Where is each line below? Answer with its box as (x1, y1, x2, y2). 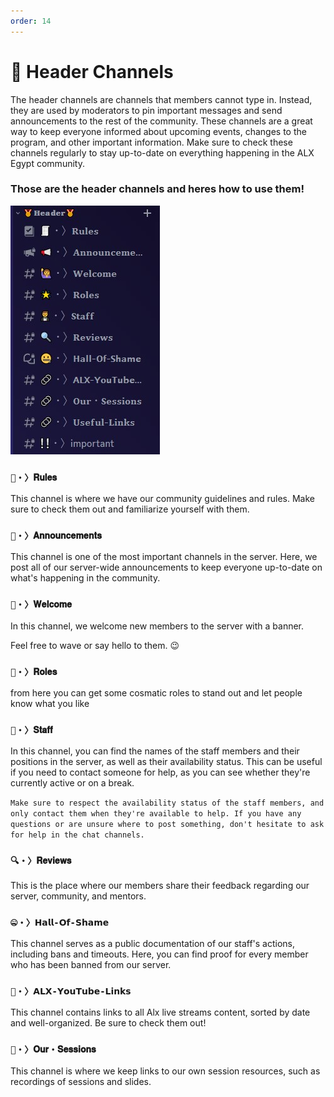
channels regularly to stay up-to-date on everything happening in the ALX (10, 146, 315, 159)
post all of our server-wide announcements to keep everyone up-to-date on (10, 561, 323, 574)
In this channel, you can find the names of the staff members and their (10, 745, 300, 757)
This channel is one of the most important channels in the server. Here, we (10, 551, 318, 563)
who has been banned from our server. (10, 958, 172, 970)
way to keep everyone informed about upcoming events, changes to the (10, 125, 307, 137)
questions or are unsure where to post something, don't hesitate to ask (10, 820, 325, 830)
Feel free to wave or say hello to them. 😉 (10, 639, 180, 651)
